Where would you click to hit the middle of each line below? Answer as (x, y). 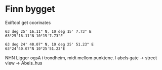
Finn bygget (30, 9)
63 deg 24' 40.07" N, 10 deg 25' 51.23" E (49, 44)
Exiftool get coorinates (28, 23)
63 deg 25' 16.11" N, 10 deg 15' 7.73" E (48, 31)
